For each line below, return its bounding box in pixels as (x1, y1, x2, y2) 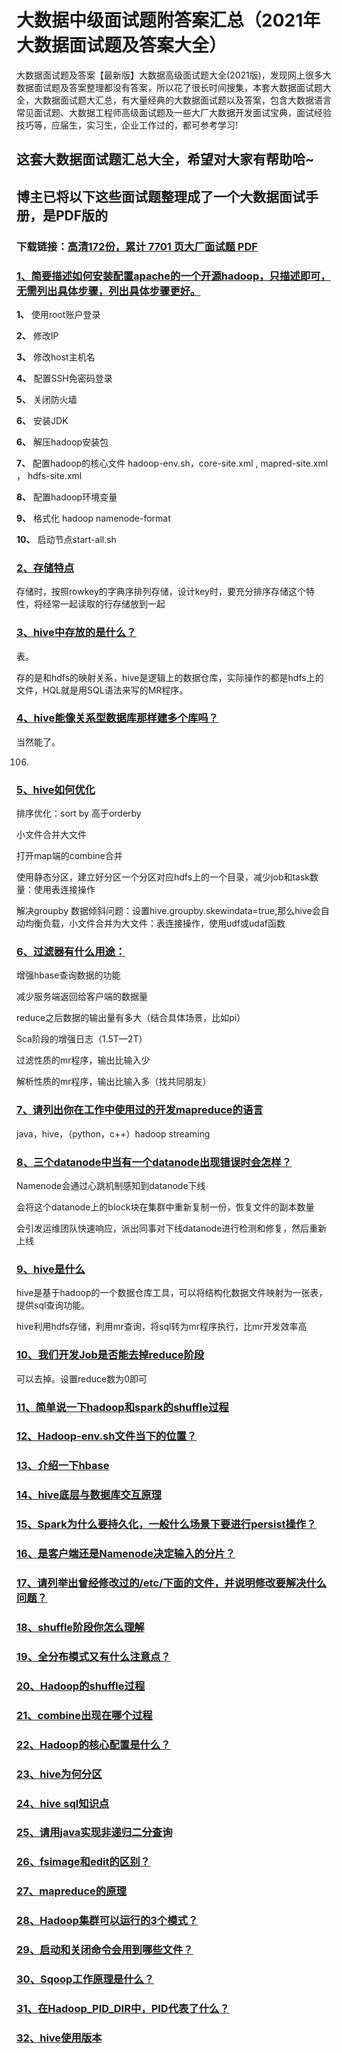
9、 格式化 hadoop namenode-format (16, 512, 171, 524)
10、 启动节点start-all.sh (16, 533, 117, 545)
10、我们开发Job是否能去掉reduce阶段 (16, 1348, 205, 1362)
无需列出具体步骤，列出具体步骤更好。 (16, 284, 201, 298)
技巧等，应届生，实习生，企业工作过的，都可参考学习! (16, 119, 239, 131)
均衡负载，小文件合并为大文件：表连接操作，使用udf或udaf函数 (24, 917, 286, 930)
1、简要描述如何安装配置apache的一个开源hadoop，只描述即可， (16, 269, 331, 283)
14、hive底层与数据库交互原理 (16, 1488, 162, 1502)
